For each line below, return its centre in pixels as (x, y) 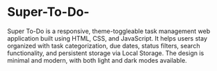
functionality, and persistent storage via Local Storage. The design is (106, 53)
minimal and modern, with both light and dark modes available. (97, 60)
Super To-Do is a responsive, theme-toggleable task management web (109, 31)
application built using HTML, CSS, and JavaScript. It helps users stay (107, 38)
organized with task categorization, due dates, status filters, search (104, 45)
